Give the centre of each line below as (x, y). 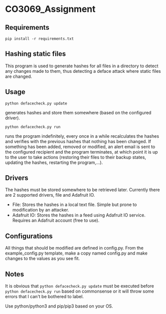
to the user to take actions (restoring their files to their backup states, (76, 157)
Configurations (29, 236)
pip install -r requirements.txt (40, 39)
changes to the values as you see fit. (42, 259)
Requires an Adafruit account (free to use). (56, 220)
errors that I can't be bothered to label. (44, 297)
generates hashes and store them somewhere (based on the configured (78, 112)
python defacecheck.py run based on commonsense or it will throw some (80, 291)
